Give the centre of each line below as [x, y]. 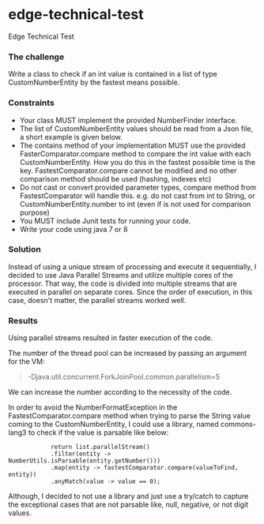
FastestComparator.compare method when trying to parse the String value [130, 416]
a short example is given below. [71, 137]
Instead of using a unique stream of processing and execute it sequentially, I [132, 267]
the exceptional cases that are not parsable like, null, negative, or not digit [128, 505]
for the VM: [26, 361]
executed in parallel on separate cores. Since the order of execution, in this [130, 292]
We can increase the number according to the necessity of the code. [120, 392]
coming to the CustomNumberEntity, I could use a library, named [113, 425]
